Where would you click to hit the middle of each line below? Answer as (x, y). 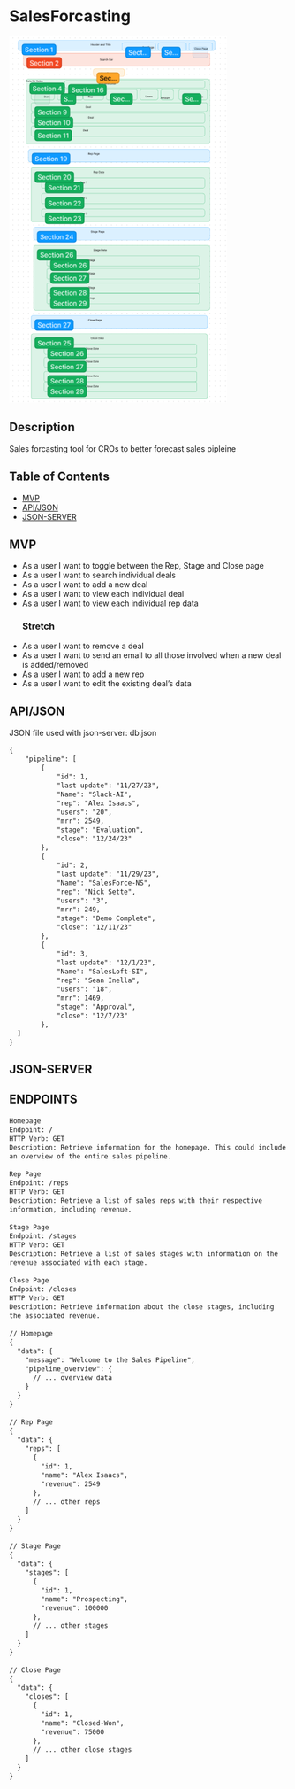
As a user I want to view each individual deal (103, 594)
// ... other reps (66, 1502)
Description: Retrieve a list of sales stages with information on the (144, 1254)
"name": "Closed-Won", (83, 1723)
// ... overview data (72, 1378)
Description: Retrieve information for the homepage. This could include (148, 1147)
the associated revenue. (55, 1316)
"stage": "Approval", (96, 1007)
